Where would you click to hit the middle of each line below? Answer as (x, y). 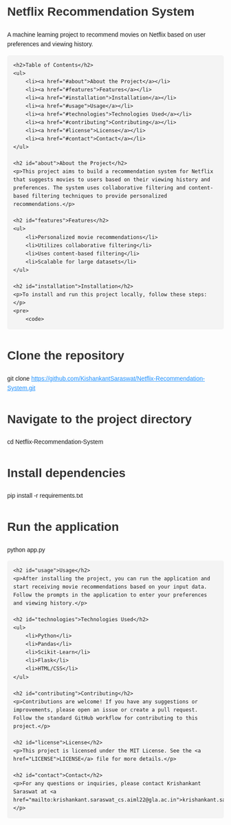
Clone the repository (66, 356)
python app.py (26, 550)
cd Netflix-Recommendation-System (55, 442)
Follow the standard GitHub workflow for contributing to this (106, 718)
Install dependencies (66, 473)
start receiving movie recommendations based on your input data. (110, 587)
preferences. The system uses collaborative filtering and (99, 188)
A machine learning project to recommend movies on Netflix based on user (107, 34)
